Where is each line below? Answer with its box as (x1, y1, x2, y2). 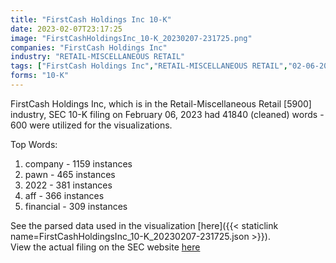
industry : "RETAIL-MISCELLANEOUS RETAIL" (10, 52, 186, 62)
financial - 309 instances (24, 200, 128, 212)
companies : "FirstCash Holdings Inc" (10, 42, 168, 53)
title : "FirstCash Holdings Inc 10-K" (10, 14, 172, 25)
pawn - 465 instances (24, 168, 116, 180)
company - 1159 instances (24, 157, 133, 170)
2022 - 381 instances (24, 179, 113, 191)
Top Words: (10, 138, 58, 150)
